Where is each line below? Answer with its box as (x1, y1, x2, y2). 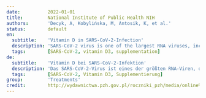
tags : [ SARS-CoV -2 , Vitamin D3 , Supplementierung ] (12, 71, 164, 77)
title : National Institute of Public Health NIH (6, 15, 155, 21)
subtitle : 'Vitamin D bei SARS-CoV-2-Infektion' (12, 60, 147, 66)
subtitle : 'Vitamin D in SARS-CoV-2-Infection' (12, 37, 144, 43)
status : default (6, 26, 67, 32)
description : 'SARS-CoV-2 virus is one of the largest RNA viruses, (12, 43, 191, 49)
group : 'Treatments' (6, 77, 81, 83)
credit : (6, 83, 26, 89)
